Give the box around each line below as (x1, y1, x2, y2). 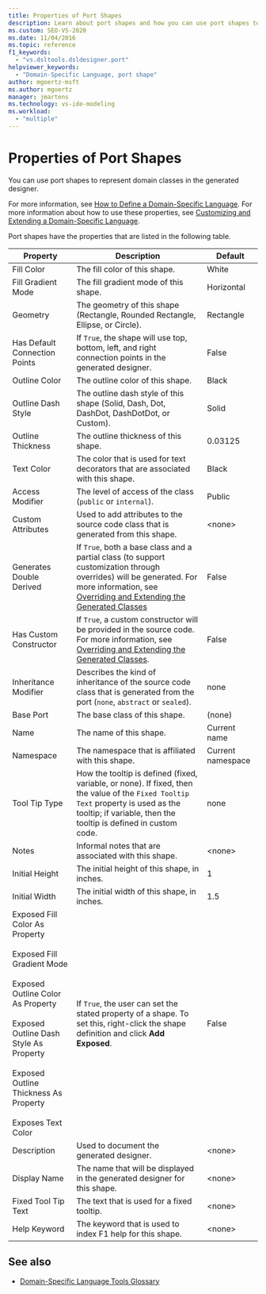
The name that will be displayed (76, 1162, 195, 1173)
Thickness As (12, 1087, 63, 1098)
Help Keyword (12, 1223, 65, 1234)
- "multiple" (15, 115, 59, 123)
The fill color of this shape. (76, 264, 176, 275)
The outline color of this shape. (76, 375, 192, 386)
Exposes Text (12, 1117, 63, 1128)
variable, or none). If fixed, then (76, 777, 193, 788)
